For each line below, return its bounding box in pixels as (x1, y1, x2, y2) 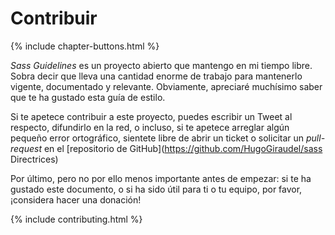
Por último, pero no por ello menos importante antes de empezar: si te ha (10, 172, 312, 184)
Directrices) (10, 153, 59, 165)
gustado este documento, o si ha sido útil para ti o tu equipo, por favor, (10, 183, 303, 195)
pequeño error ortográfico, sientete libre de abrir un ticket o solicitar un (10, 132, 305, 144)
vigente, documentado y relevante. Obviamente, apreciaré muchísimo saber (10, 80, 323, 92)
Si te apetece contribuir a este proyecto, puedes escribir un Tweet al (10, 110, 293, 122)
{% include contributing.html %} (10, 213, 143, 225)
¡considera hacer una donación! (10, 193, 142, 206)
